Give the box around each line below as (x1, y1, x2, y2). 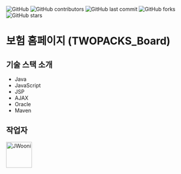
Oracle (14, 101, 31, 107)
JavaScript (14, 82, 41, 88)
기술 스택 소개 (6, 60, 53, 70)
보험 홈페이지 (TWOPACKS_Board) (6, 34, 170, 48)
